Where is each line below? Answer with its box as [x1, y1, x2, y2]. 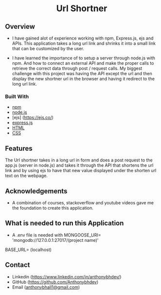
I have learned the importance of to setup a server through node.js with [12, 55, 156, 61]
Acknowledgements [5, 187, 68, 195]
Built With [5, 93, 29, 100]
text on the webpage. [5, 173, 48, 178]
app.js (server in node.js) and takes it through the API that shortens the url [5, 162, 154, 168]
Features [5, 144, 33, 153]
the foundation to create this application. [12, 205, 94, 211]
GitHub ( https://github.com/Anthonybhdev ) [12, 279, 99, 285]
